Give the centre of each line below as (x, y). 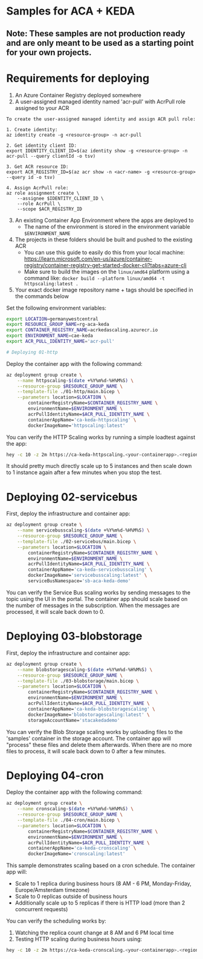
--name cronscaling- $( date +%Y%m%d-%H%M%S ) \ (76, 809)
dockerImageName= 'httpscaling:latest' (77, 425)
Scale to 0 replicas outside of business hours (71, 897)
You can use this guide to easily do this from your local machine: (105, 252)
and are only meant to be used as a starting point (100, 43)
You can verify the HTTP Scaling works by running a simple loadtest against (101, 437)
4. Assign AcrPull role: (37, 188)
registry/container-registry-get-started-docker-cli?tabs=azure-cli (105, 265)
